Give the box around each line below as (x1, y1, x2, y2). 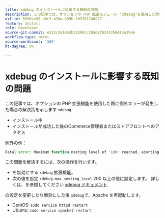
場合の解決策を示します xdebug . (9, 106, 73, 112)
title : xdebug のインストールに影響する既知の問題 (5, 7, 98, 12)
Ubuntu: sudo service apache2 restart (12, 207, 92, 213)
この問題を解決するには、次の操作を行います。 (5, 159, 100, 165)
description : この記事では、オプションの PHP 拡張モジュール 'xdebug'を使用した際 (5, 12, 160, 17)
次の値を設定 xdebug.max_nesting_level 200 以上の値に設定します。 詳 (12, 176, 156, 182)
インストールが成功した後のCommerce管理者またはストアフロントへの (12, 123, 156, 129)
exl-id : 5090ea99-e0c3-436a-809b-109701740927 (5, 16, 102, 21)
